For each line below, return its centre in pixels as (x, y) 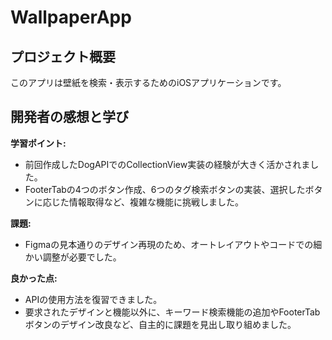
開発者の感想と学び (69, 117)
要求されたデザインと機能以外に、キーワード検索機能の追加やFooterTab (172, 312)
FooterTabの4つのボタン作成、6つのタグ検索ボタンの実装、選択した (165, 189)
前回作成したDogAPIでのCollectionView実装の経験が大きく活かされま (167, 164)
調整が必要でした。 (82, 257)
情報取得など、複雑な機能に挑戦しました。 (156, 202)
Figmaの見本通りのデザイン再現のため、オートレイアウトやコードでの (169, 244)
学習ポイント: (38, 143)
